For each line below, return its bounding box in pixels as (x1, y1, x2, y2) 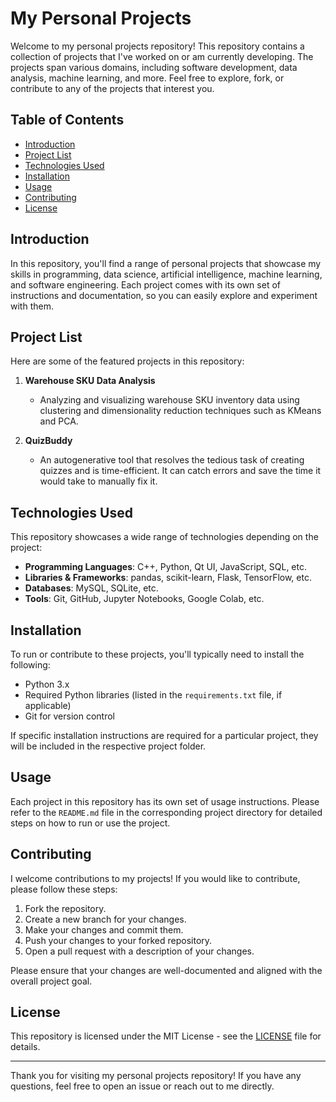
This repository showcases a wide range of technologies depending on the (10, 531, 319, 543)
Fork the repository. (24, 902, 107, 914)
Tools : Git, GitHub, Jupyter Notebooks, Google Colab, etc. (24, 593, 265, 605)
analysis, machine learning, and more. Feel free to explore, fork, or (10, 72, 285, 84)
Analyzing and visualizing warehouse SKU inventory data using (39, 394, 300, 406)
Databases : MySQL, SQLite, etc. (24, 582, 159, 594)
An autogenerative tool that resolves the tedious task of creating (39, 454, 305, 466)
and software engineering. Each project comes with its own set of (10, 278, 281, 291)
